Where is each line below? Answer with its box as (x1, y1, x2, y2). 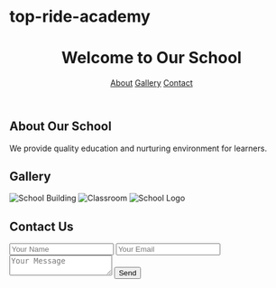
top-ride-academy (9, 6, 151, 27)
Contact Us (9, 218, 74, 234)
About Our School (9, 119, 112, 135)
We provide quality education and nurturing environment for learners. (9, 143, 268, 153)
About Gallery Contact (110, 78, 193, 88)
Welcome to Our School (61, 48, 242, 69)
